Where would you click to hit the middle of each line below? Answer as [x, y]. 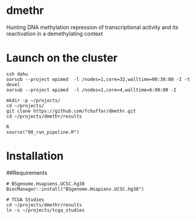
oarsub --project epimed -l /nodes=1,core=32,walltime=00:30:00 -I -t [98, 79]
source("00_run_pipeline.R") [43, 132]
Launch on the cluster [62, 58]
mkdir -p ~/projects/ [33, 100]
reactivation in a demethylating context [55, 33]
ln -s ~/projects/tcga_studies [46, 210]
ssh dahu [17, 74]
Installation [35, 156]
